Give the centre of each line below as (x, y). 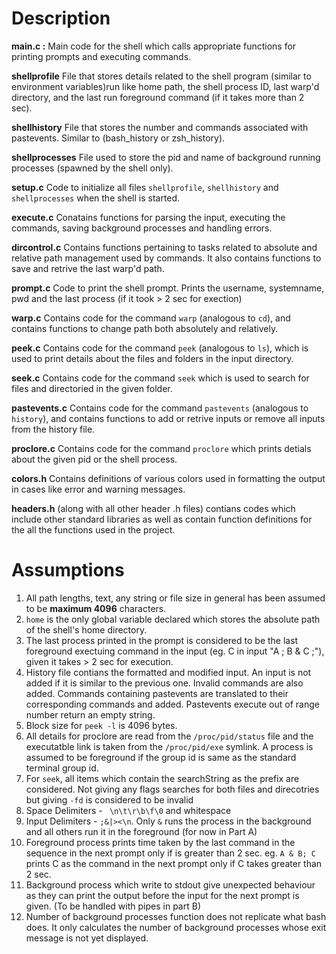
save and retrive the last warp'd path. (88, 268)
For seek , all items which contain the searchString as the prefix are (162, 778)
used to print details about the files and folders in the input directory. (152, 358)
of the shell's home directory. (86, 629)
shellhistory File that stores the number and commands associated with (160, 127)
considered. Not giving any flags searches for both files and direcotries (172, 789)
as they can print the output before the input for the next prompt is (162, 895)
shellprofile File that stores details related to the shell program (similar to (161, 76)
